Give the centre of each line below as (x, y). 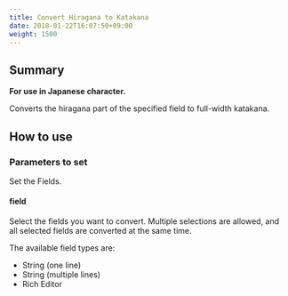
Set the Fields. (36, 181)
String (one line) (52, 265)
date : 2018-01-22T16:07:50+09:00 (71, 26)
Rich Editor (42, 284)
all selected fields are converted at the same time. (101, 231)
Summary (37, 70)
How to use (41, 136)
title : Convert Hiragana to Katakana (79, 17)
